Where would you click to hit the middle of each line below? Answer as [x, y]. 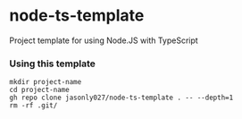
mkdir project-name [46, 82]
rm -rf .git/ [33, 106]
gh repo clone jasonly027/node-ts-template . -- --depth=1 [121, 98]
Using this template [52, 64]
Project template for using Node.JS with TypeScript [104, 40]
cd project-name [39, 90]
